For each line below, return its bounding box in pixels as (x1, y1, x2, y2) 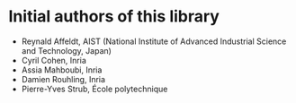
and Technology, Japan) (21, 45, 112, 56)
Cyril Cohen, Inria (21, 55, 87, 65)
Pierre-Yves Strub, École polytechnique (21, 83, 168, 94)
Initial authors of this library (8, 6, 220, 27)
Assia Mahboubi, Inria (21, 64, 103, 75)
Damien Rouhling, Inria (21, 73, 105, 84)
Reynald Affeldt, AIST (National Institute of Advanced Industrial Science (21, 36, 287, 47)
